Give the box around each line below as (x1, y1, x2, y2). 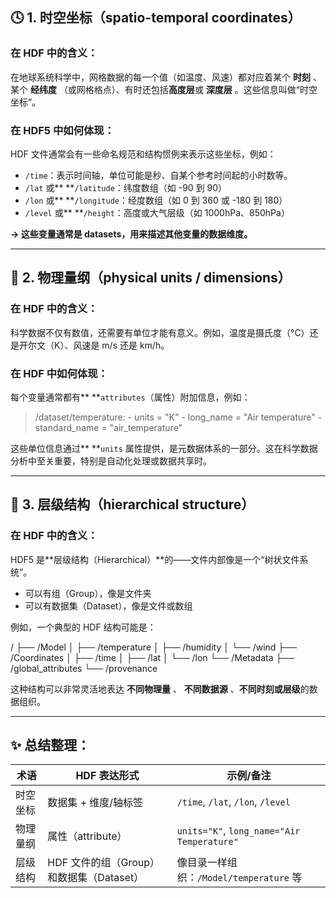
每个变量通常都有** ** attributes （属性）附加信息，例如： (10, 391, 251, 403)
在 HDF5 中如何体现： (10, 123, 115, 137)
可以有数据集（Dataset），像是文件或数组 (24, 599, 193, 612)
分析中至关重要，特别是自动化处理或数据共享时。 (10, 454, 212, 467)
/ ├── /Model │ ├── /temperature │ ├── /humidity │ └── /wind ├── (10, 641, 298, 653)
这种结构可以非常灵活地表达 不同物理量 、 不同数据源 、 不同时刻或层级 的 (10, 683, 310, 695)
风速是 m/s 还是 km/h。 (73, 339, 170, 351)
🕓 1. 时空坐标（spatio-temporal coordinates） (10, 9, 302, 27)
